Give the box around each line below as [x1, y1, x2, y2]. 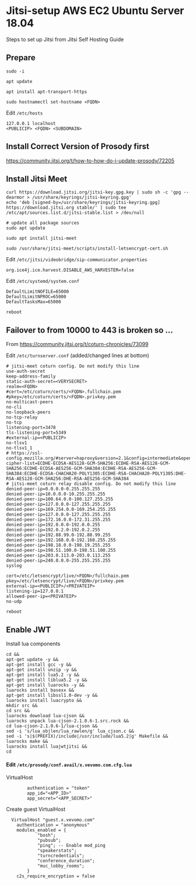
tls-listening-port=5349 [6, 430, 66, 436]
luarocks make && [6, 738, 48, 744]
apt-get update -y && [6, 656, 59, 662]
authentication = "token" [27, 785, 90, 791]
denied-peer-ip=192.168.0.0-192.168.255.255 [6, 537, 116, 543]
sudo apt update [6, 225, 45, 231]
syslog [6, 563, 22, 569]
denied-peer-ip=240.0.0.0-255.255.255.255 [6, 558, 111, 564]
